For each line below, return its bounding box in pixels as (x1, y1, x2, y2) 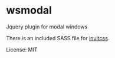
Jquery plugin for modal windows (6, 23, 88, 30)
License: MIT (6, 46, 38, 53)
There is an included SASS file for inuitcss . (6, 34, 110, 41)
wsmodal (6, 4, 52, 17)
